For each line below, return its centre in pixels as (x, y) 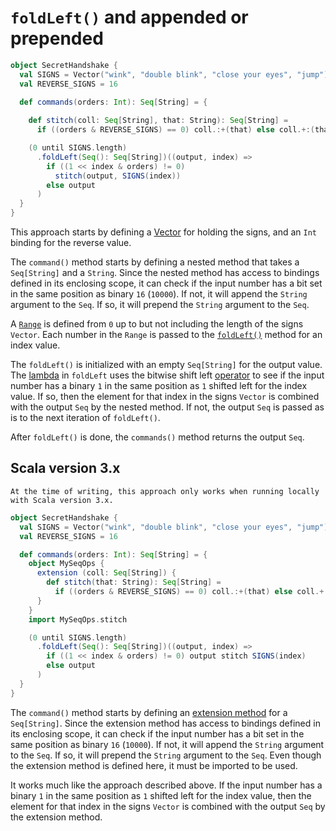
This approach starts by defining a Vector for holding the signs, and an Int (164, 232)
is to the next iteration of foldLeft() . (85, 418)
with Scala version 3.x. (62, 500)
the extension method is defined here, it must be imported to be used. (154, 765)
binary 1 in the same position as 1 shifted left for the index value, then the (161, 795)
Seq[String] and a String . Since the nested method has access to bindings (165, 273)
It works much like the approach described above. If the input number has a (166, 785)
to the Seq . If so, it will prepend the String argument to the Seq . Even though (166, 755)
